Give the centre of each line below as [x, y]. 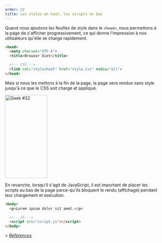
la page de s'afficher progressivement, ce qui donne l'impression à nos [76, 33]
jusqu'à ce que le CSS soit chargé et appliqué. [51, 88]
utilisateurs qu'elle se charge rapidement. [46, 38]
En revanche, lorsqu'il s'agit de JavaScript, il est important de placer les [76, 185]
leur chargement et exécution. [35, 195]
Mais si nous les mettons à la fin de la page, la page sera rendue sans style [80, 83]
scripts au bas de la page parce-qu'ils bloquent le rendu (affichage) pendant [81, 190]
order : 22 [15, 9]
